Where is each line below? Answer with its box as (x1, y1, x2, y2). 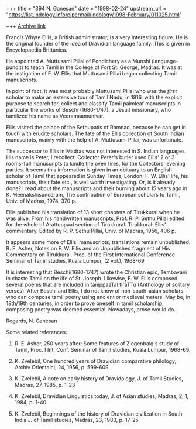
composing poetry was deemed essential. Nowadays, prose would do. (6, 306, 176, 313)
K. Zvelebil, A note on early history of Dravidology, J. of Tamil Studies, (14, 375, 183, 382)
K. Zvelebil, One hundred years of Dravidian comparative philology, (14, 358, 177, 365)
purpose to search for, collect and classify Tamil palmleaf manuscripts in (6, 100, 181, 107)
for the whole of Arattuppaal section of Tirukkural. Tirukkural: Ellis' (6, 221, 167, 228)
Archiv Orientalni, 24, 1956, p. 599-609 (14, 364, 109, 370)
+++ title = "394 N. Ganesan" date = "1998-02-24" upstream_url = (6, 5, 167, 12)
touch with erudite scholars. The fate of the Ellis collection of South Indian (6, 130, 184, 137)
